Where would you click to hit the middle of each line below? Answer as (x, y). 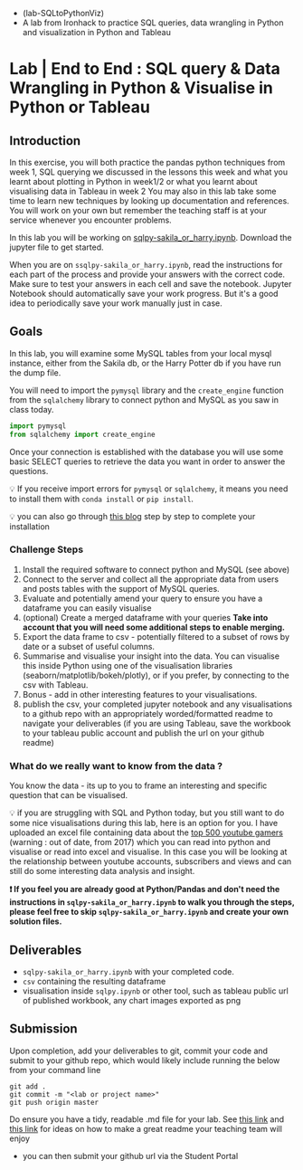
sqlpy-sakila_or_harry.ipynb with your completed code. (128, 971)
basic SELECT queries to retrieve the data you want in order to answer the (147, 461)
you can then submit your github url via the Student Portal (130, 1156)
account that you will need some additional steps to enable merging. (153, 627)
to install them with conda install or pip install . (102, 499)
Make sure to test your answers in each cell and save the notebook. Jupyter (151, 284)
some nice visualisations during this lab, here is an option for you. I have (144, 823)
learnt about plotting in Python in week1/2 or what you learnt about (133, 181)
